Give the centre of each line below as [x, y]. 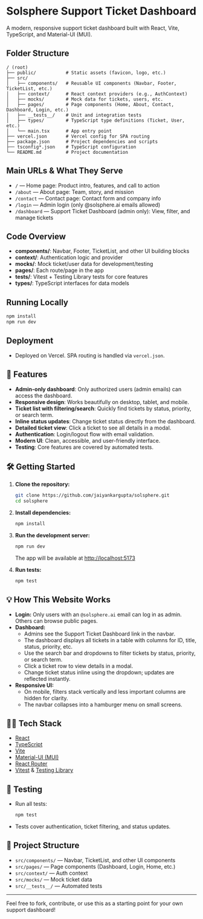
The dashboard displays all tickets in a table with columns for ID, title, [110, 640]
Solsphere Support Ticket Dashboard [101, 11]
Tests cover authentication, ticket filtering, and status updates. [93, 827]
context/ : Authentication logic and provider [69, 257]
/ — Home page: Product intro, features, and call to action [87, 185]
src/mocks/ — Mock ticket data [53, 879]
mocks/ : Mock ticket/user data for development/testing [84, 264]
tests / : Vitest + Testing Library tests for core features [81, 277]
